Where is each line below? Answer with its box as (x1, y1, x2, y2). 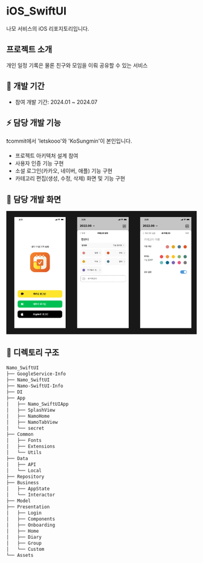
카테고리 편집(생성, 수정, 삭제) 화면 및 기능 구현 (14, 175, 126, 182)
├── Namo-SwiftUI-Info (6, 383, 63, 389)
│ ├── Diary (6, 534, 42, 540)
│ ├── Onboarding (6, 522, 56, 528)
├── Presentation (6, 504, 50, 510)
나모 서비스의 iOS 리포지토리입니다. (6, 25, 89, 32)
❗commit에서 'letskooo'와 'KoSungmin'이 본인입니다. (6, 137, 133, 145)
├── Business (6, 480, 39, 486)
